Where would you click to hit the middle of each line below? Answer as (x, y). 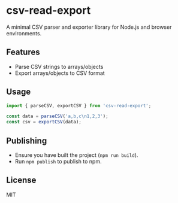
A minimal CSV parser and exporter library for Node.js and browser (89, 27)
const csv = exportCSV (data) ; (44, 122)
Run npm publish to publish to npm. (58, 161)
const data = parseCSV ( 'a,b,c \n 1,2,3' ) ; (58, 116)
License (21, 180)
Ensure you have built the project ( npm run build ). (76, 155)
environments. (24, 33)
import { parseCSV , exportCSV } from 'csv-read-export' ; (79, 105)
